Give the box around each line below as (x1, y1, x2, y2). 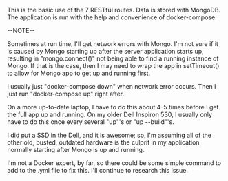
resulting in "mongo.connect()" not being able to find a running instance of (7, 54, 219, 63)
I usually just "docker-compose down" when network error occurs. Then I (7, 83, 216, 90)
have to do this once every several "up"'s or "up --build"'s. (7, 118, 174, 126)
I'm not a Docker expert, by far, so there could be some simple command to (7, 159, 222, 167)
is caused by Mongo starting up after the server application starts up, (7, 47, 205, 55)
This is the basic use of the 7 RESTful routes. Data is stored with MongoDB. (7, 6, 221, 14)
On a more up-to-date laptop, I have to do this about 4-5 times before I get (7, 103, 219, 111)
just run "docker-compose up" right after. (7, 89, 125, 98)
